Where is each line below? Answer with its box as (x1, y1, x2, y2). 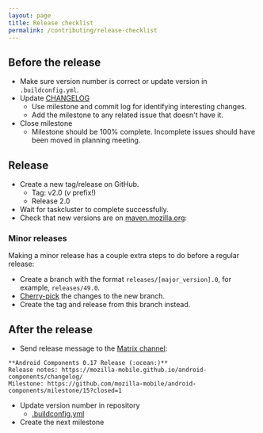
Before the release (8, 55, 101, 69)
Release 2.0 (31, 196, 71, 206)
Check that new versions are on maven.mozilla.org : (19, 213, 188, 222)
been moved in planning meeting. (31, 135, 141, 145)
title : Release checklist (8, 19, 93, 27)
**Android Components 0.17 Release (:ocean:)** (8, 359, 169, 367)
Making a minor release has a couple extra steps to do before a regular (8, 251, 240, 260)
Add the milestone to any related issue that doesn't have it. (31, 110, 224, 120)
